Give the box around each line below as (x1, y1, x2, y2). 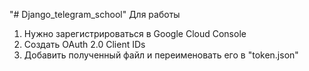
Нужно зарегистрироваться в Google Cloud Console (23, 28, 247, 39)
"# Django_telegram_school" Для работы (9, 9, 181, 20)
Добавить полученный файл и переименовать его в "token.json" (23, 49, 299, 61)
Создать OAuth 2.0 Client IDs (23, 39, 146, 50)
